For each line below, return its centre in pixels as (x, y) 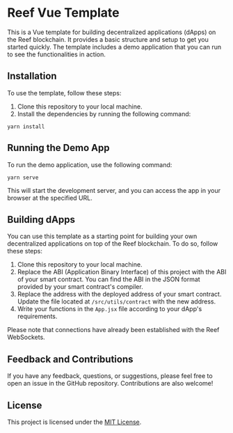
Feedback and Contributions (70, 359)
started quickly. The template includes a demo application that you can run (114, 47)
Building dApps (41, 220)
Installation (32, 76)
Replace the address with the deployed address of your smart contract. (119, 294)
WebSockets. (26, 337)
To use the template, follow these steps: (64, 93)
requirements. (37, 316)
